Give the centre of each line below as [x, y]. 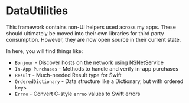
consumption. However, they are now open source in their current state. [94, 39]
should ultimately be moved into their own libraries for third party [85, 33]
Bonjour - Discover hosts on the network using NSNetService [89, 62]
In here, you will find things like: [45, 51]
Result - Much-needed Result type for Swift [68, 75]
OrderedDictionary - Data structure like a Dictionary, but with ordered [99, 81]
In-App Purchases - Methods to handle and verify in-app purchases [97, 68]
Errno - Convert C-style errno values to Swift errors [77, 94]
